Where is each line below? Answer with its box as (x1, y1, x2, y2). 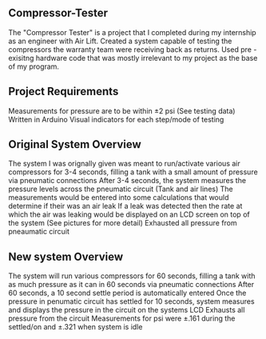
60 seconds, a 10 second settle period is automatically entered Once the (8, 288, 247, 298)
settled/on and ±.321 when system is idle (8, 322, 143, 332)
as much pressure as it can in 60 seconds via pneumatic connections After (8, 280, 255, 289)
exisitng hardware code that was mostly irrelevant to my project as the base (8, 53, 258, 62)
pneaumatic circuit (8, 227, 69, 237)
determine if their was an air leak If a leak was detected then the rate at (8, 201, 243, 211)
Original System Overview (8, 138, 141, 151)
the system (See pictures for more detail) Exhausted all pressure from (8, 218, 237, 228)
